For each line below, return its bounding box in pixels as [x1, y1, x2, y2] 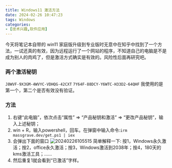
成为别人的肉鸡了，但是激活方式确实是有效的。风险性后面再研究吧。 [5, 54, 149, 61]
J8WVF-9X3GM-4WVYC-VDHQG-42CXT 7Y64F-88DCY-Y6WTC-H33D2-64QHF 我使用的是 [5, 81, 164, 87]
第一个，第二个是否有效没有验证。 [5, 87, 77, 94]
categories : [5, 22, 31, 27]
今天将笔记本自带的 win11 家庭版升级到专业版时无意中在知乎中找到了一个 [5, 42, 158, 48]
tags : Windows [5, 17, 36, 22]
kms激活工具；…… [12, 151, 52, 157]
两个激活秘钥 [5, 68, 37, 76]
